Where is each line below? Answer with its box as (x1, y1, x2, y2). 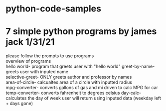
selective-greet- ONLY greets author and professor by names (5, 74, 132, 80)
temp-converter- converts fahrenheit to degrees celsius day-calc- (5, 90, 142, 96)
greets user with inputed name (5, 69, 69, 75)
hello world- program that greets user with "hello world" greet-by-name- (5, 63, 155, 70)
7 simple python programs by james (5, 26, 157, 37)
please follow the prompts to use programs (5, 53, 94, 59)
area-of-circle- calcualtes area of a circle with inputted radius (5, 79, 133, 85)
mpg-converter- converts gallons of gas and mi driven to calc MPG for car (5, 85, 159, 91)
